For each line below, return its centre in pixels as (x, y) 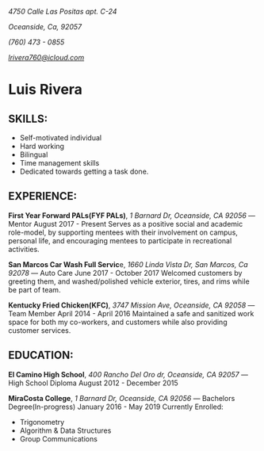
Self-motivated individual (60, 138)
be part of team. (34, 289)
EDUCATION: (41, 355)
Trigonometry (42, 422)
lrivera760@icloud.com (46, 57)
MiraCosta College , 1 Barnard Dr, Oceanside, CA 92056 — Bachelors (122, 398)
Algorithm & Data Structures (65, 430)
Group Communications (58, 438)
